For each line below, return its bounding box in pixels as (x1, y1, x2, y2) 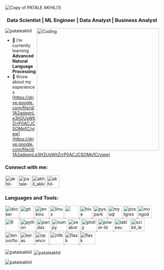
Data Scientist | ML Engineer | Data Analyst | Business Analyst (6, 17, 158, 23)
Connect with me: (5, 164, 48, 171)
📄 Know (12, 74, 28, 80)
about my (12, 79, 32, 85)
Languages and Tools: (5, 194, 59, 201)
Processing (12, 68, 36, 74)
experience (12, 84, 35, 90)
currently (12, 43, 31, 48)
